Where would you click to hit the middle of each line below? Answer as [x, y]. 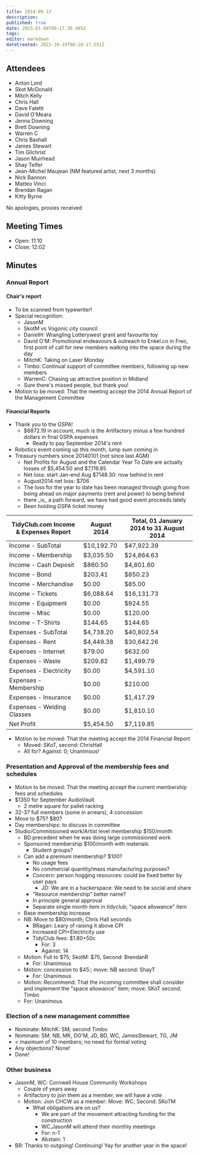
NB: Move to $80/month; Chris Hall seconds [77, 919]
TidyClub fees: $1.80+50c [64, 938]
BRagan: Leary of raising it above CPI [78, 925]
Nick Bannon [30, 177]
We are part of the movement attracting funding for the [108, 1114]
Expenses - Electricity [40, 671]
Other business [29, 1070]
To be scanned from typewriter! [53, 310]
